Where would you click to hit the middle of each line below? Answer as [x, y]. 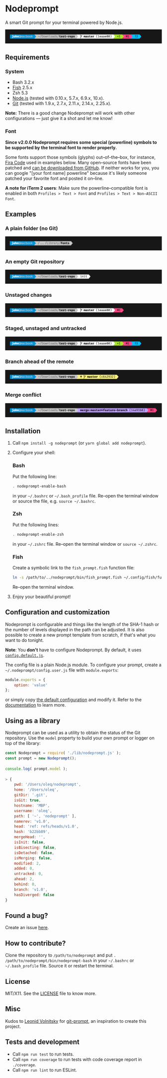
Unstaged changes [29, 295]
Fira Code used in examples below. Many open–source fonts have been [78, 162]
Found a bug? [27, 915]
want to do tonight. [24, 640]
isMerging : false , [33, 858]
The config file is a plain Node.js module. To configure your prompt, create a [83, 665]
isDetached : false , [34, 853]
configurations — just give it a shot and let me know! [59, 119]
